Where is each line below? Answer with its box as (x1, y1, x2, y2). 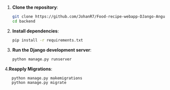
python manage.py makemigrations (11, 75, 82, 80)
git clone (12, 14, 34, 19)
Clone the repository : (12, 5, 59, 10)
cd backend (12, 19, 36, 24)
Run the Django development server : (12, 47, 92, 53)
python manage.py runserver (12, 57, 72, 62)
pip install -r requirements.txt (12, 37, 83, 42)
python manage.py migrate (11, 80, 67, 85)
